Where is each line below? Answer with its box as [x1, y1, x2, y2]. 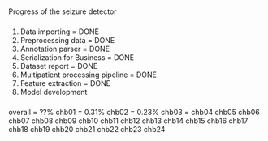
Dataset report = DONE [19, 61, 98, 70]
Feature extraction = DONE [19, 78, 111, 88]
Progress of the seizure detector [8, 6, 117, 16]
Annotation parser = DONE [19, 44, 110, 53]
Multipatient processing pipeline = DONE [19, 70, 157, 79]
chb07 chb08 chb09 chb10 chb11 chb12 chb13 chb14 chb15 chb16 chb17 [8, 116, 249, 126]
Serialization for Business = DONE [19, 52, 135, 62]
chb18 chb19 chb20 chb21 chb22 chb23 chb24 [8, 124, 166, 134]
